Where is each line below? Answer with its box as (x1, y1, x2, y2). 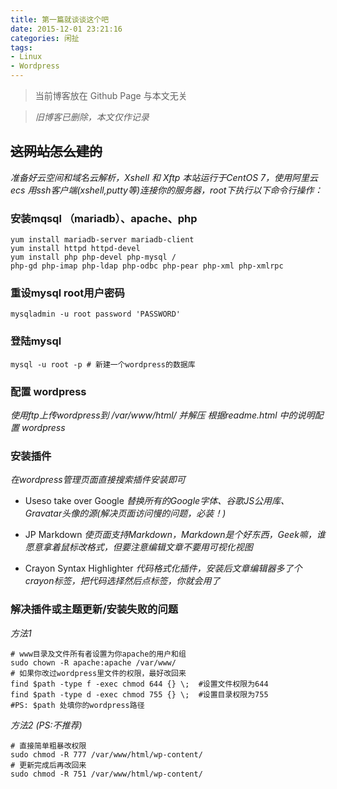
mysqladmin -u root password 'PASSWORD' (10, 309, 182, 320)
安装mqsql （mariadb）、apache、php (10, 211, 198, 225)
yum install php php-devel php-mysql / (10, 252, 177, 263)
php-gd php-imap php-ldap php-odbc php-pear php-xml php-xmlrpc (10, 261, 284, 271)
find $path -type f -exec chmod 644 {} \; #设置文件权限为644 (10, 679, 269, 689)
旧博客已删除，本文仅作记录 (34, 111, 150, 123)
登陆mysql (10, 334, 62, 348)
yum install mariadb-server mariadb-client (10, 235, 195, 245)
